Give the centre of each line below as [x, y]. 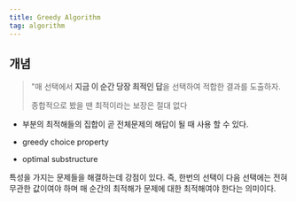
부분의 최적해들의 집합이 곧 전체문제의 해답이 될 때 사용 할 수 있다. [135, 124]
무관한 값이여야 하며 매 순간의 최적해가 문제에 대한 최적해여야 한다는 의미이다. [143, 189]
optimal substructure [60, 159]
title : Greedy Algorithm [55, 17]
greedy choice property [65, 142]
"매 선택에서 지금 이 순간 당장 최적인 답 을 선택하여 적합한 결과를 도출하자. [156, 87]
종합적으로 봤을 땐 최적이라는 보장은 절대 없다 [109, 105]
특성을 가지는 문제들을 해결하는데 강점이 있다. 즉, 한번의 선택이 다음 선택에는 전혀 [148, 177]
